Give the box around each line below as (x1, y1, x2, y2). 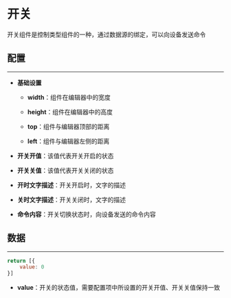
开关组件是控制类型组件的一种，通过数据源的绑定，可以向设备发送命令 (7, 30, 206, 39)
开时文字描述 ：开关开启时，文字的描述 (16, 180, 126, 189)
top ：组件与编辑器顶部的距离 (27, 122, 110, 131)
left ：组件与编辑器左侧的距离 (27, 137, 110, 145)
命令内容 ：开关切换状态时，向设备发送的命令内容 (16, 210, 156, 218)
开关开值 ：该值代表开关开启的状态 (16, 151, 114, 160)
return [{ (7, 257, 36, 264)
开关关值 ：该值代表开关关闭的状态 (16, 166, 114, 174)
